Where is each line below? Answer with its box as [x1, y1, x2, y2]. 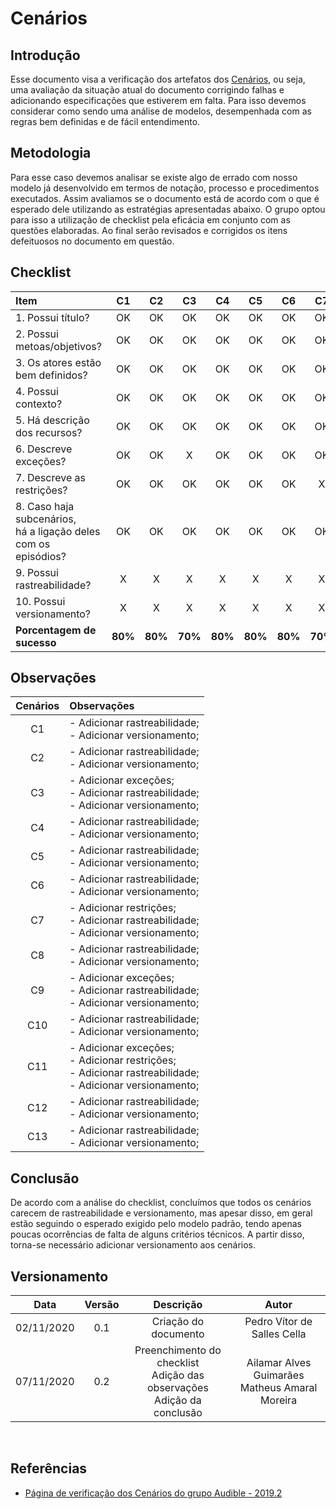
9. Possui [15, 565, 59, 579]
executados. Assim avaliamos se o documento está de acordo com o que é [10, 192, 320, 204]
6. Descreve [15, 442, 73, 456]
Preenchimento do [134, 1343, 222, 1357]
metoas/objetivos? [15, 339, 102, 353]
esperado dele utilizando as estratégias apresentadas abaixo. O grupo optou [10, 203, 326, 215]
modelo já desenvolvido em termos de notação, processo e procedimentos [10, 182, 320, 194]
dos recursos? [15, 425, 83, 439]
